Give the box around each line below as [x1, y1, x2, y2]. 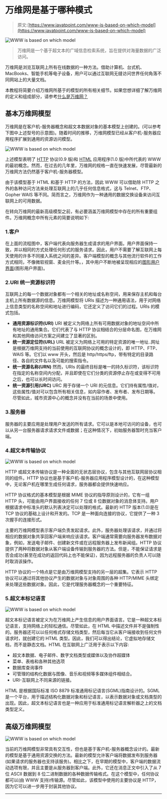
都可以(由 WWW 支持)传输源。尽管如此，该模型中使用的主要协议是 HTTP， [5, 777, 159, 783]
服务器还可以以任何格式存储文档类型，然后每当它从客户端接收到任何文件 [13, 629, 162, 635]
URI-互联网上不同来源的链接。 [12, 677, 75, 683]
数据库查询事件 [12, 665, 43, 671]
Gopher [5, 191, 21, 197]
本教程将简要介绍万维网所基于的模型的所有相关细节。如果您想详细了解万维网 [5, 87, 162, 93]
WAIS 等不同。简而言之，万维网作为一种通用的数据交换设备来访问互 [21, 191, 161, 197]
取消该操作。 [9, 558, 36, 564]
